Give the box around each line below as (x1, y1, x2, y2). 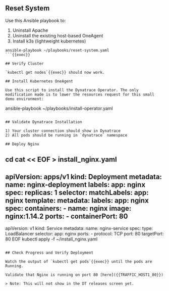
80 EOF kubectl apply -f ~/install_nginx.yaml (5, 236, 98, 242)
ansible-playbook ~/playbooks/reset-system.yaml (5, 47, 109, 53)
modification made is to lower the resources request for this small (5, 92, 155, 97)
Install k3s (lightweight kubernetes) (12, 38, 86, 44)
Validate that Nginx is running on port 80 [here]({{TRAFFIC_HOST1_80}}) (5, 272, 164, 277)
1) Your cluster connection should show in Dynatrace (5, 128, 121, 133)
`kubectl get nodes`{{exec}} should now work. (5, 70, 105, 75)
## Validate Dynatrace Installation (5, 119, 82, 124)
